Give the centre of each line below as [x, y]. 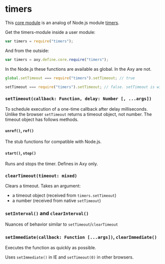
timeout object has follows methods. [42, 119]
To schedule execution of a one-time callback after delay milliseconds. [77, 109]
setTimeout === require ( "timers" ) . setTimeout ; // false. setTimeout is [80, 87]
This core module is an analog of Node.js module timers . [62, 23]
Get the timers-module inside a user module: [50, 32]
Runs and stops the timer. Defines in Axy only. [52, 164]
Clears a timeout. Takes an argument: [43, 186]
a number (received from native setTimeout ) [56, 201]
